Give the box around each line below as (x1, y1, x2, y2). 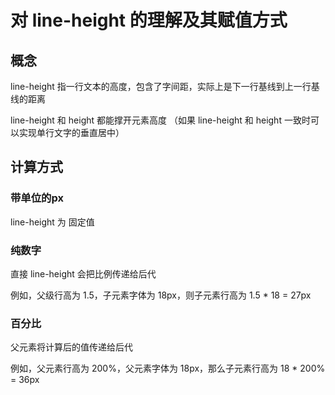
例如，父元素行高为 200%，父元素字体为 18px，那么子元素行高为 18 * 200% (10, 362, 326, 375)
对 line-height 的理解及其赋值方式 (10, 9, 288, 32)
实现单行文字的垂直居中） (18, 127, 125, 138)
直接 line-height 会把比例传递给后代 (10, 267, 157, 280)
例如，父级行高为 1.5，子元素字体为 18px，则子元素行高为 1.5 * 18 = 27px (10, 289, 312, 301)
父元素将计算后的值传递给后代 (10, 341, 133, 353)
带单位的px (10, 191, 64, 205)
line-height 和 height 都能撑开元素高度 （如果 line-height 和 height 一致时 (10, 114, 311, 126)
